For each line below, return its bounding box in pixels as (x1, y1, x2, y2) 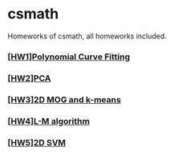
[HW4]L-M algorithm (7, 115, 90, 126)
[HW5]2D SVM (7, 137, 66, 148)
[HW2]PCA (7, 73, 51, 84)
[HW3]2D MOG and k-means (7, 93, 121, 105)
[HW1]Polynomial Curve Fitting (7, 51, 131, 62)
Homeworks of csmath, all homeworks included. (7, 31, 168, 41)
